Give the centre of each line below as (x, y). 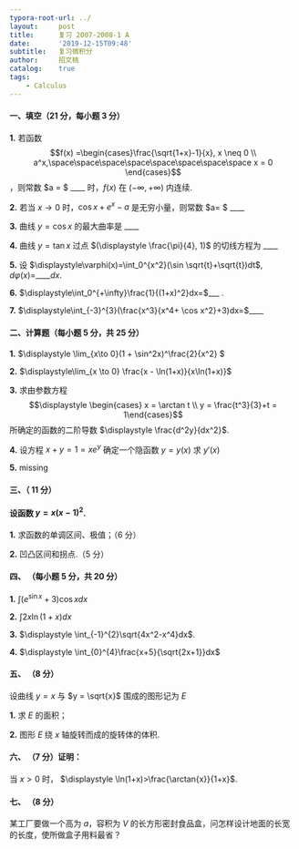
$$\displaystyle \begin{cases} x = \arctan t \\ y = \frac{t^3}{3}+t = (153, 404)
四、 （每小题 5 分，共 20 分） (66, 577)
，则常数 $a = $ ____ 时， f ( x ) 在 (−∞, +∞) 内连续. (101, 187)
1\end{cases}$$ (153, 414)
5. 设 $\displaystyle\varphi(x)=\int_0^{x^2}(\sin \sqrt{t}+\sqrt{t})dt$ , (136, 265)
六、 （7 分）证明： (46, 757)
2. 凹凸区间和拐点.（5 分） (59, 554)
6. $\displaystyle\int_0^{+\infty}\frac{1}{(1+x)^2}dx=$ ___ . (117, 293)
